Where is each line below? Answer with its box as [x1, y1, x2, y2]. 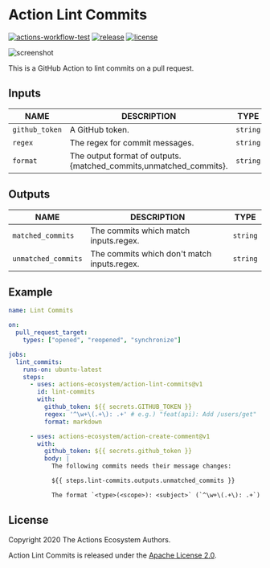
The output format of [69, 150, 149, 161]
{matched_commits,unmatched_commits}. [69, 160, 228, 171]
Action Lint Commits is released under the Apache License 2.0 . [8, 550, 217, 560]
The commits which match [90, 225, 190, 236]
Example [8, 285, 53, 299]
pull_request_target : [15, 329, 88, 337]
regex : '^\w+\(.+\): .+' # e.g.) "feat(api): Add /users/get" [43, 410, 257, 419]
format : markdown [43, 418, 103, 426]
